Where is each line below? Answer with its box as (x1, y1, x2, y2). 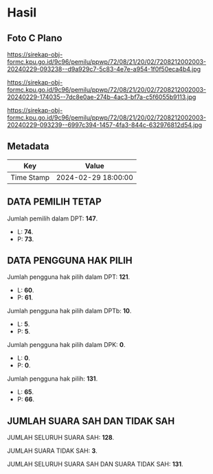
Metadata (7, 141, 49, 153)
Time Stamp (10, 172, 50, 182)
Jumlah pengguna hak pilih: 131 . (7, 374, 98, 383)
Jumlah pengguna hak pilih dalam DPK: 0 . (7, 341, 126, 349)
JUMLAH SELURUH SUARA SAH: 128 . (7, 433, 115, 442)
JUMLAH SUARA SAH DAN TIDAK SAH (7, 415, 175, 427)
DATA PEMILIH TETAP (7, 196, 102, 207)
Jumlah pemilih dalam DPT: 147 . (7, 214, 98, 223)
